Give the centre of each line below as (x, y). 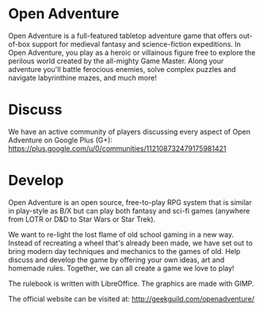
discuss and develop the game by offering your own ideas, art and (116, 260)
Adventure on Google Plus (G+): (61, 140)
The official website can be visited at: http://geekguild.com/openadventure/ (131, 298)
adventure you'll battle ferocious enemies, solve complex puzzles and (122, 69)
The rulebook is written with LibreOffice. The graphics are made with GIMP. (131, 283)
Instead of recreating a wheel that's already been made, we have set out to (131, 243)
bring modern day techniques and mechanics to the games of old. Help (124, 251)
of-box (19, 44)
